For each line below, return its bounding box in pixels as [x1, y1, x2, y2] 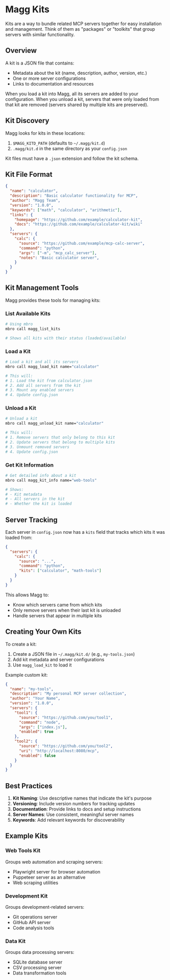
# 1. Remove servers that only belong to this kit [5, 435, 115, 440]
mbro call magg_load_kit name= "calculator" [5, 364, 100, 369]
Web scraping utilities [12, 880, 59, 886]
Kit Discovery [5, 116, 50, 125]
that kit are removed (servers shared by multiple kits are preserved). [5, 101, 149, 108]
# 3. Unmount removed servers [5, 444, 70, 449]
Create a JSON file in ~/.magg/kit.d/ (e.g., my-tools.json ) [12, 651, 135, 657]
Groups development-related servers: [5, 904, 85, 910]
